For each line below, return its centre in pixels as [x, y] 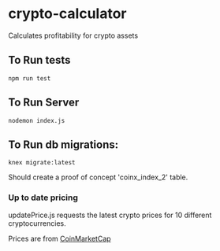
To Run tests [39, 60]
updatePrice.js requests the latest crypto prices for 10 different [110, 215]
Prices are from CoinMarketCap [60, 238]
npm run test [30, 78]
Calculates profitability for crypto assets [73, 35]
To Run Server [44, 103]
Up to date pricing [43, 197]
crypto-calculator [67, 14]
